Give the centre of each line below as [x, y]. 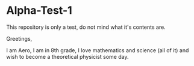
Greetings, [19, 38]
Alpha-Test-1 [39, 10]
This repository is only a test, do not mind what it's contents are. [86, 27]
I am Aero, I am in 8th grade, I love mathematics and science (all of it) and [98, 50]
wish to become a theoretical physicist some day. [67, 56]
